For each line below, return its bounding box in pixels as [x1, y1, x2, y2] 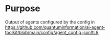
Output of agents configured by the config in [5, 19, 95, 25]
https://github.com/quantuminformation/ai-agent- [5, 24, 105, 30]
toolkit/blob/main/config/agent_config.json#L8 [5, 29, 99, 35]
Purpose [5, 3, 41, 14]
